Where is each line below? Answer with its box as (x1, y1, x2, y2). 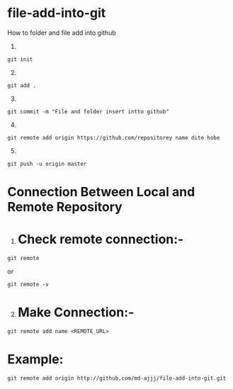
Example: (7, 351, 64, 368)
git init (7, 55, 33, 63)
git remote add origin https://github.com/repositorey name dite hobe (7, 134, 220, 141)
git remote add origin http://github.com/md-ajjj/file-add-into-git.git (7, 374, 227, 382)
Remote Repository (7, 199, 123, 215)
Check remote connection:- (17, 232, 184, 247)
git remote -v (7, 281, 50, 288)
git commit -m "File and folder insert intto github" (7, 108, 170, 115)
